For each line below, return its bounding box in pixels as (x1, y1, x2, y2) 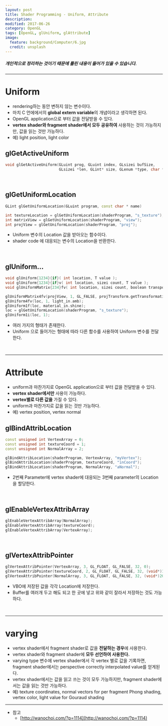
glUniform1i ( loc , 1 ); (5, 313, 50, 318)
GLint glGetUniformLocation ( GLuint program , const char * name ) (5, 203, 142, 209)
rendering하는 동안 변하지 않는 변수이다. (12, 103, 91, 109)
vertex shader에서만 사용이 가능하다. (12, 390, 86, 396)
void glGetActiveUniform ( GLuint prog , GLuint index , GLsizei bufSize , (5, 162, 155, 167)
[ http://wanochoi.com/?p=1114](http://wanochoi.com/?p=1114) (19, 715, 147, 721)
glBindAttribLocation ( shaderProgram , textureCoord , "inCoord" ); (5, 460, 142, 465)
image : (5, 35, 19, 40)
